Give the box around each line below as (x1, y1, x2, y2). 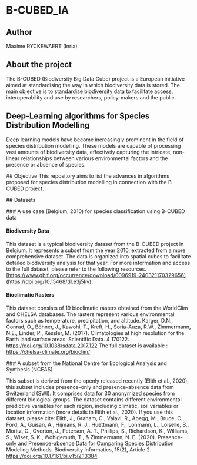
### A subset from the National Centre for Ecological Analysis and (6, 360, 168, 367)
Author (6, 27, 32, 37)
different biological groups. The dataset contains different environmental (6, 396, 182, 403)
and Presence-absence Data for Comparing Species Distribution (17, 440, 174, 447)
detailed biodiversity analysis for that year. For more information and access (6, 259, 191, 266)
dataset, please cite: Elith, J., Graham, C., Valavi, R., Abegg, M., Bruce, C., (6, 415, 184, 422)
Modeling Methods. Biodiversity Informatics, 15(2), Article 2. (6, 446, 152, 453)
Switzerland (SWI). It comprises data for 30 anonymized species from (6, 390, 175, 397)
